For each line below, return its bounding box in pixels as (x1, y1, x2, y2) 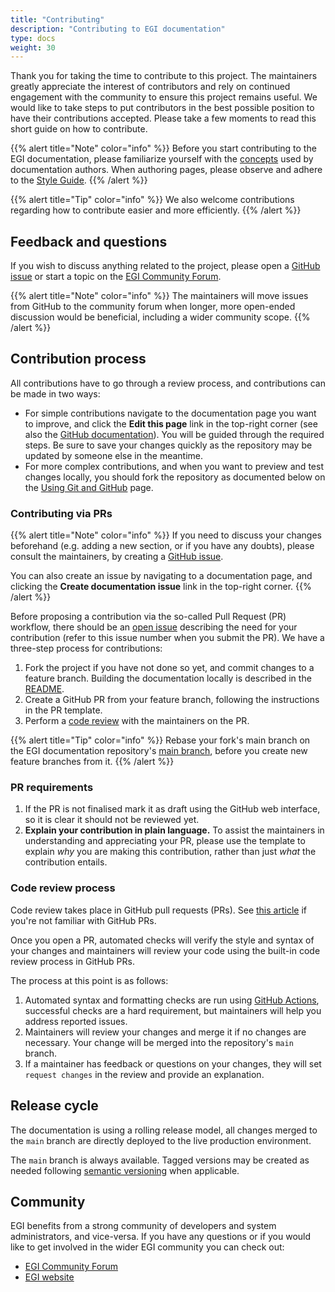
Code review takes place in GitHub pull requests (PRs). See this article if (10, 904, 307, 916)
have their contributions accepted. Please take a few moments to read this (10, 112, 317, 125)
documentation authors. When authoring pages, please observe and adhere (10, 164, 323, 176)
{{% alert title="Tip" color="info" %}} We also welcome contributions (10, 194, 295, 206)
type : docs (10, 33, 56, 43)
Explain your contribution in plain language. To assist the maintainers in (24, 824, 325, 836)
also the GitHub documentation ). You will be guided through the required (24, 428, 325, 440)
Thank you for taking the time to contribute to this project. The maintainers (10, 70, 318, 82)
